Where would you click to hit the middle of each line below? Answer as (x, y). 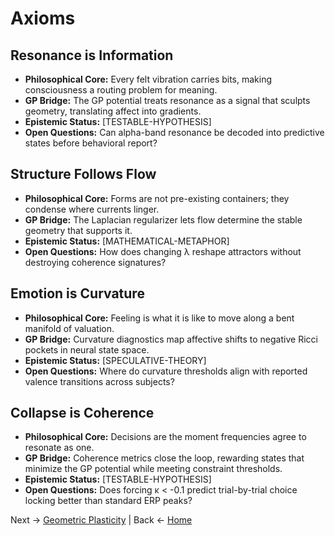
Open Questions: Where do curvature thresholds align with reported (166, 371)
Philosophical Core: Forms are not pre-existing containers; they (157, 198)
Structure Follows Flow (83, 174)
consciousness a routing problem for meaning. (121, 90)
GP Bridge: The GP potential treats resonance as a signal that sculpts (167, 100)
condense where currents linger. (92, 209)
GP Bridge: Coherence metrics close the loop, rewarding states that (164, 458)
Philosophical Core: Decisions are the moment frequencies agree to (165, 437)
